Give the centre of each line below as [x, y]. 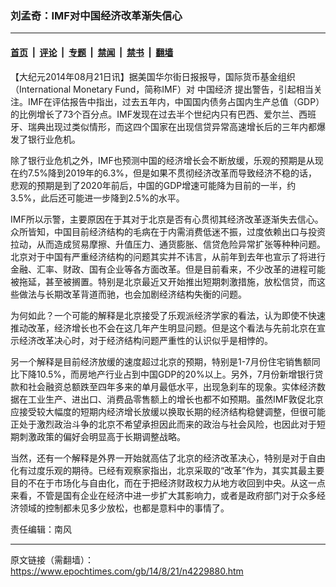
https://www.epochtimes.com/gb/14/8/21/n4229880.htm [127, 571]
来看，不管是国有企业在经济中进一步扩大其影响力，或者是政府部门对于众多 [163, 495]
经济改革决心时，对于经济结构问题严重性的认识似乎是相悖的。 [145, 340]
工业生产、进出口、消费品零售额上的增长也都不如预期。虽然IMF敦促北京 [175, 399]
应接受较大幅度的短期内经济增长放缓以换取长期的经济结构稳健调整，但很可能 [168, 411]
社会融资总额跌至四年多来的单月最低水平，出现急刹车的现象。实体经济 [172, 386]
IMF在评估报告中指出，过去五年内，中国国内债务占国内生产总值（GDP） [176, 101]
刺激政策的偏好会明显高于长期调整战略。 [102, 436]
